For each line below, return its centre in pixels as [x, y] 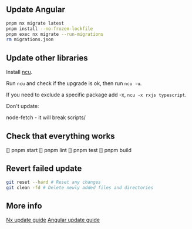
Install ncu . [19, 72]
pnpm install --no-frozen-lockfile [50, 29]
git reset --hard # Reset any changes [53, 182]
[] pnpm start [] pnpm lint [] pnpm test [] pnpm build [69, 150]
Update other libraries [47, 58]
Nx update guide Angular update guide [53, 220]
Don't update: [23, 106]
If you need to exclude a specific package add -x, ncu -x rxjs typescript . [96, 95]
